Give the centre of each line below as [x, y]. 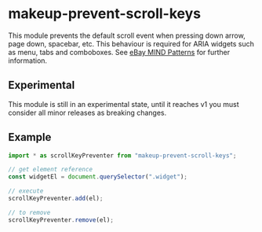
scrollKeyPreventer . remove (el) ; [61, 220]
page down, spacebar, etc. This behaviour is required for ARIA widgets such [131, 43]
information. [28, 61]
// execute [26, 191]
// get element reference [50, 170]
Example [30, 137]
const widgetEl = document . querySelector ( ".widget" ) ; [98, 177]
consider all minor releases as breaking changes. [87, 112]
